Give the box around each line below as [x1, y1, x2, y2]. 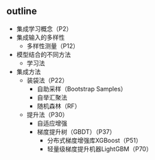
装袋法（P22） [26, 76, 69, 84]
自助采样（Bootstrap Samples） [36, 84, 128, 93]
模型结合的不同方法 [16, 50, 71, 58]
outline [6, 5, 37, 17]
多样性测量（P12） [26, 41, 80, 50]
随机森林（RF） [36, 102, 81, 110]
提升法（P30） [26, 110, 69, 119]
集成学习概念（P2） [16, 24, 73, 33]
